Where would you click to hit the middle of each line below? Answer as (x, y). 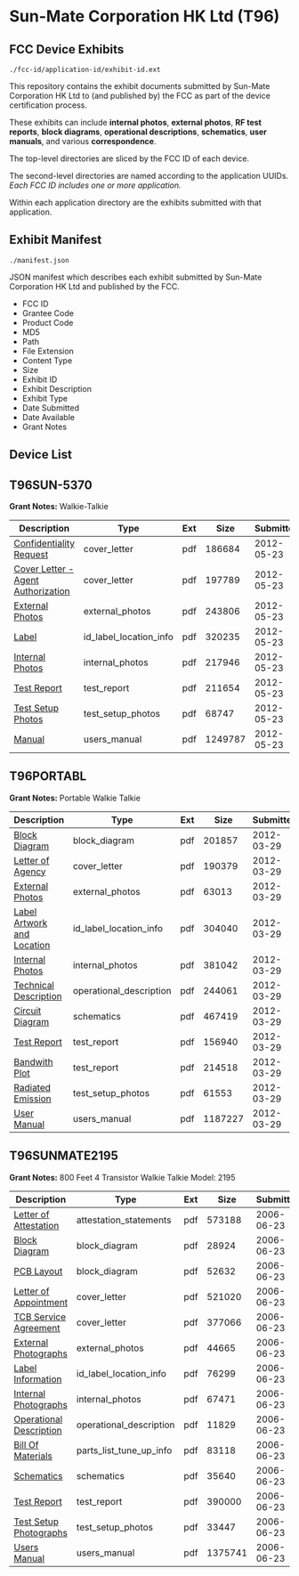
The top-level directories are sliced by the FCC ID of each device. (129, 158)
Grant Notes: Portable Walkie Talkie (75, 798)
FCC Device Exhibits (67, 49)
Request (31, 555)
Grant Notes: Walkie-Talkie (59, 507)
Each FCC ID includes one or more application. (95, 185)
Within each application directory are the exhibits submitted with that (136, 203)
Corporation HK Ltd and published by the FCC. (95, 286)
